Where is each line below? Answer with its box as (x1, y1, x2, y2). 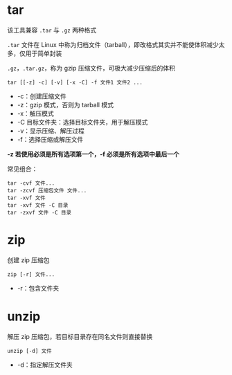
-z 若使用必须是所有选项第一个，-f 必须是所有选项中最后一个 (7, 149, 180, 158)
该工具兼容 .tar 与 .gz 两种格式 (7, 26, 97, 34)
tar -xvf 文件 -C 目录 (7, 201, 69, 209)
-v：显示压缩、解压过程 (17, 127, 85, 135)
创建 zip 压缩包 (7, 255, 50, 264)
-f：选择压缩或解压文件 (17, 135, 84, 143)
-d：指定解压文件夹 (17, 360, 73, 369)
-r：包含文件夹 (17, 284, 60, 292)
